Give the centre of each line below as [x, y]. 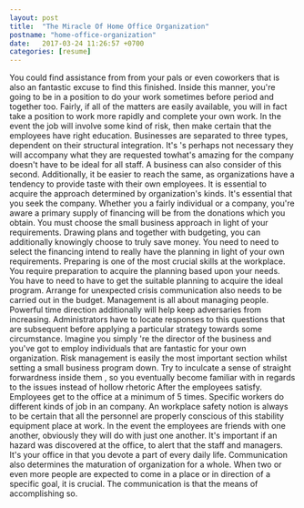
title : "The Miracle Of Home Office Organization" [109, 26]
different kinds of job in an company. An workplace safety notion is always [149, 407]
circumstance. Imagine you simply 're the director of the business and [141, 339]
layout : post [34, 18]
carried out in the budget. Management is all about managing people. [139, 300]
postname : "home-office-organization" [83, 35]
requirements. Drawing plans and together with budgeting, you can [135, 232]
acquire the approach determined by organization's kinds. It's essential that [151, 194]
